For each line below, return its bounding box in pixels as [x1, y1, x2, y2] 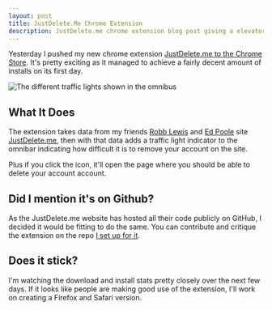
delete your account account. [8, 168, 107, 178]
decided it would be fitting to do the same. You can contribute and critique [8, 222, 257, 231]
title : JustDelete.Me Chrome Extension [8, 19, 143, 28]
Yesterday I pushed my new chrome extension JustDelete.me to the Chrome [8, 49, 263, 59]
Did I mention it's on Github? [8, 192, 155, 206]
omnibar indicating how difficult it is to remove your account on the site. [8, 144, 249, 154]
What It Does [8, 105, 75, 119]
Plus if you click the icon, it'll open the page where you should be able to [8, 159, 251, 170]
